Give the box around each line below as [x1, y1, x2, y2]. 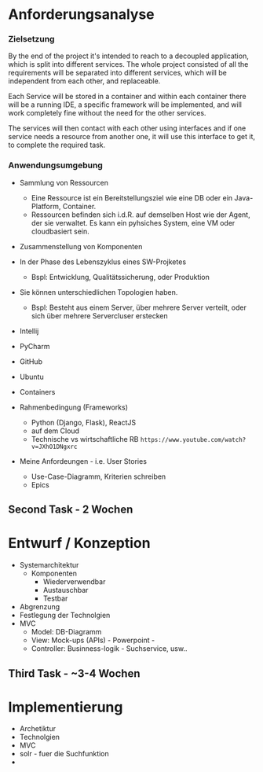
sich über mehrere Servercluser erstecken [31, 311, 168, 320]
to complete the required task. [8, 140, 106, 150]
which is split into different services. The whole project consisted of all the [8, 60, 249, 69]
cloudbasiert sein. [31, 226, 89, 236]
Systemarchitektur [19, 561, 79, 570]
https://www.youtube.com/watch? [140, 436, 247, 443]
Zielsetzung [8, 34, 55, 45]
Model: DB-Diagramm [31, 627, 102, 637]
